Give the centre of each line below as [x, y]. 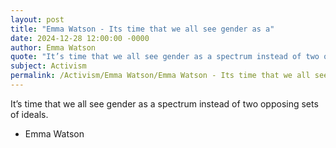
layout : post [37, 19]
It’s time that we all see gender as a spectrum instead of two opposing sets [164, 103]
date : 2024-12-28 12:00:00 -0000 [80, 38]
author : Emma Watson [53, 47]
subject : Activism [48, 66]
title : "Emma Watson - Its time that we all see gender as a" [142, 29]
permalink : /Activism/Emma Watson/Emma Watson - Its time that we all [160, 76]
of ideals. [29, 114]
